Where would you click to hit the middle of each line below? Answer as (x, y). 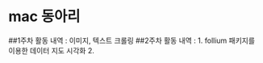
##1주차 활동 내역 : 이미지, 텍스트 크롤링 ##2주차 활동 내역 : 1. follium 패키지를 (132, 40)
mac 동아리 (44, 17)
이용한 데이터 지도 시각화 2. (52, 50)
